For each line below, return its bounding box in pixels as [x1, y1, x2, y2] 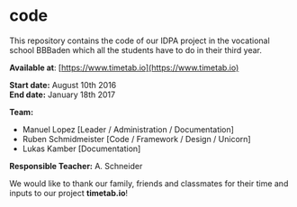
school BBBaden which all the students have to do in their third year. [9, 44, 263, 55]
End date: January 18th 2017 [9, 89, 115, 100]
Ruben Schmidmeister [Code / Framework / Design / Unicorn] [22, 133, 251, 144]
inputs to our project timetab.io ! [9, 187, 129, 198]
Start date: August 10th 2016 [9, 79, 117, 90]
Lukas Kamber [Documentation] [22, 143, 141, 154]
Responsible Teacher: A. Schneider [9, 160, 143, 171]
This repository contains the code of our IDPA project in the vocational [9, 35, 270, 46]
